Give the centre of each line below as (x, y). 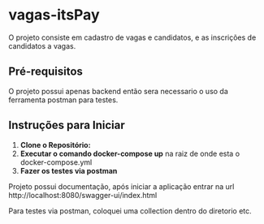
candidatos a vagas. (42, 45)
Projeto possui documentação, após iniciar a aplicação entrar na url (121, 186)
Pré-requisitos (46, 72)
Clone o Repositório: (55, 144)
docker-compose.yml (56, 162)
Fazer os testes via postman (69, 170)
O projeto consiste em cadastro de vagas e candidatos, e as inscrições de (132, 37)
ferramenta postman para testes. (63, 100)
